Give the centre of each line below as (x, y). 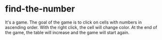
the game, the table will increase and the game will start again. (67, 32)
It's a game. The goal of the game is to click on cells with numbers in (73, 22)
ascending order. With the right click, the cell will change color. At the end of (81, 27)
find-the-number (40, 9)
